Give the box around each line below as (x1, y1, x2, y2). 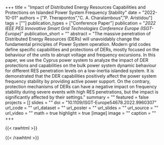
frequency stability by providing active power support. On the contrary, (5, 78, 151, 84)
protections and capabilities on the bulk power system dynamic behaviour (5, 62, 157, 68)
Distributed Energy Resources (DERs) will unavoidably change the (5, 36, 140, 42)
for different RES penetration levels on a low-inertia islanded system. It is (5, 68, 154, 74)
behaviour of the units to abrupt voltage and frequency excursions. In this (5, 52, 156, 58)
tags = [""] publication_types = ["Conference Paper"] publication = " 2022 (5, 20, 156, 26)
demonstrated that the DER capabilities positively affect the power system (5, 73, 157, 79)
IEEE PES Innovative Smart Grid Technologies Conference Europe (5, 25, 140, 31)
